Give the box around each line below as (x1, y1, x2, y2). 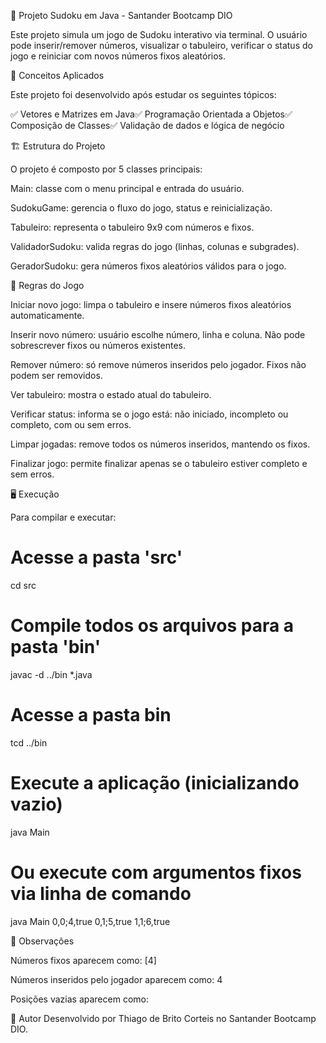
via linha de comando (10, 882, 192, 905)
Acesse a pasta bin (10, 704, 172, 727)
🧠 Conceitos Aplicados (10, 70, 105, 81)
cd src (10, 579, 37, 591)
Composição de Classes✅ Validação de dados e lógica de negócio (10, 120, 285, 131)
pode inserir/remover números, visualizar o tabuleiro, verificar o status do (10, 40, 313, 51)
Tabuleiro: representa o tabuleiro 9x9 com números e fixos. (10, 221, 255, 233)
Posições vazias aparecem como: (10, 993, 149, 1005)
